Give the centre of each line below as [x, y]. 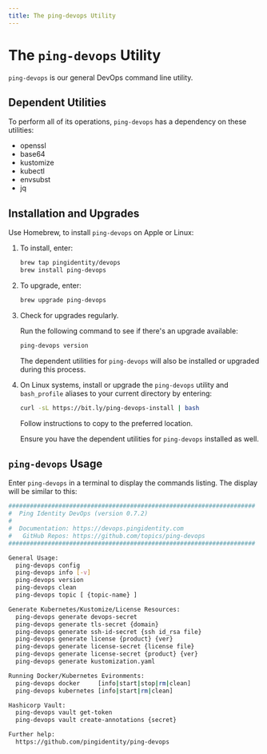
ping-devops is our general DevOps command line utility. [101, 78]
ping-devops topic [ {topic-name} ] [76, 595]
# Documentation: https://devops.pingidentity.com [96, 529]
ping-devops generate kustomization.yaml [86, 661]
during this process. [53, 369]
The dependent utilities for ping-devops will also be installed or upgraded [139, 361]
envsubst [35, 180]
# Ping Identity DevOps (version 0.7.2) [78, 514]
